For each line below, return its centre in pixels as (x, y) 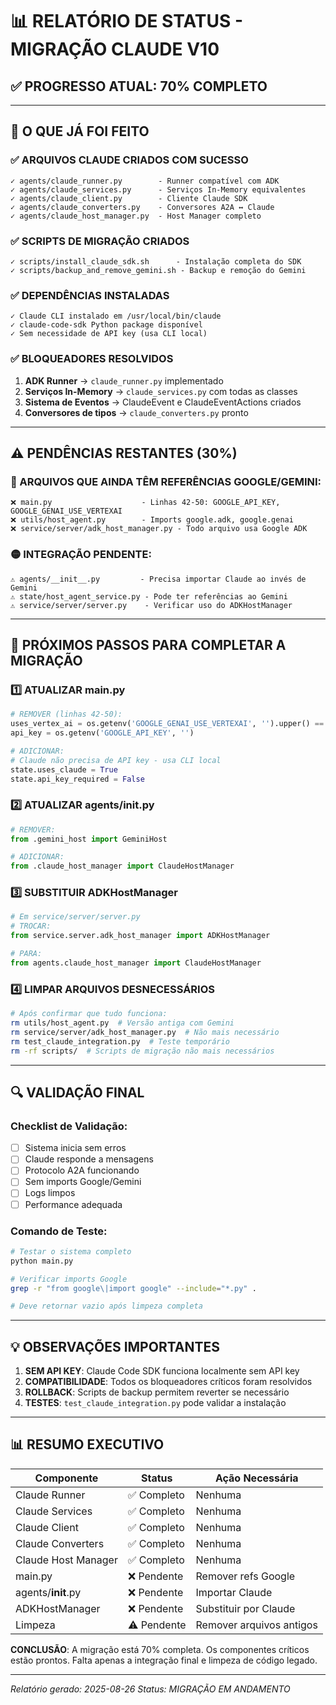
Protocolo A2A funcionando (82, 1170)
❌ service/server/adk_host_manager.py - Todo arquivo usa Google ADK (159, 529)
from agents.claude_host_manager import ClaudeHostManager (136, 963)
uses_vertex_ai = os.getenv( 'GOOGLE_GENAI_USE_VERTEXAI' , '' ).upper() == (167, 724)
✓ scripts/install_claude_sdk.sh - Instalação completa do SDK (156, 261)
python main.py (42, 1261)
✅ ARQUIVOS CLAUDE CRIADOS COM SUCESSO (129, 160)
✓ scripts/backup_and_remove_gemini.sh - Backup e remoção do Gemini (158, 270)
